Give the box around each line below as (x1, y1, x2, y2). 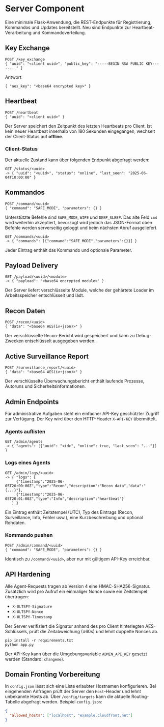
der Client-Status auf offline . (5, 133, 63, 139)
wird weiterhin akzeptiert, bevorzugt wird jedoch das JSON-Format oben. (5, 219, 154, 225)
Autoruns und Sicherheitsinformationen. (5, 383, 86, 389)
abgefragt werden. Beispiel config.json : (21, 699, 102, 705)
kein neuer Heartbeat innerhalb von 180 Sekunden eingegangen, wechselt (5, 128, 156, 134)
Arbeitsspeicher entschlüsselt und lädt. (5, 292, 84, 298)
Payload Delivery (5, 262, 58, 270)
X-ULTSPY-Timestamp (12, 614, 53, 619)
